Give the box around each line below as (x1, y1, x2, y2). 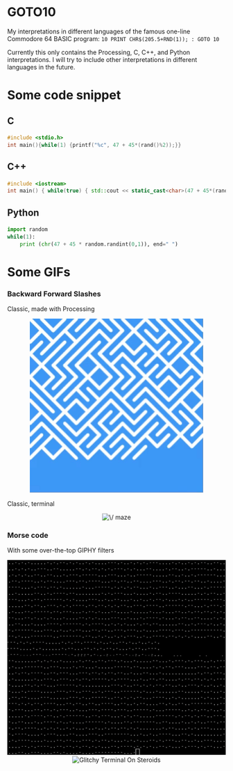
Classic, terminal (7, 500, 55, 508)
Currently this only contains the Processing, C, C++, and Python (7, 48, 191, 56)
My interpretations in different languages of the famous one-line (7, 27, 191, 35)
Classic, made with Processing (7, 305, 95, 313)
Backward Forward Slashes (7, 289, 101, 299)
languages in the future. (7, 63, 76, 71)
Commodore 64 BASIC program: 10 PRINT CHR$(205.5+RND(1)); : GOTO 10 (7, 34, 220, 42)
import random (7, 226, 49, 233)
